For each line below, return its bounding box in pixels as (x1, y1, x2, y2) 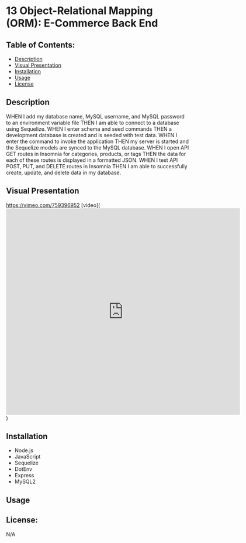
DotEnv (14, 466, 33, 473)
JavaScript (14, 453, 41, 460)
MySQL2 (14, 478, 36, 485)
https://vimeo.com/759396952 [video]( (6, 201, 101, 209)
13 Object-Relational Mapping (6, 4, 153, 18)
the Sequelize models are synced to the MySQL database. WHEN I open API (6, 144, 189, 151)
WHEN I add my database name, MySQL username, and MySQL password (6, 113, 185, 120)
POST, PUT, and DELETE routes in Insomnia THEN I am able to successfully (6, 162, 188, 169)
